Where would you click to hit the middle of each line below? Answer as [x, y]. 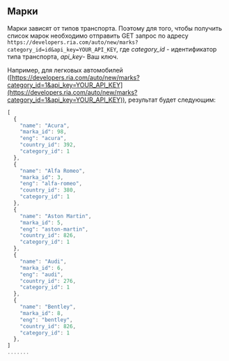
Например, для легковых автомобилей [65, 70]
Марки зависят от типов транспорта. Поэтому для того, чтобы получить [115, 28]
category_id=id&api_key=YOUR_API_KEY [62, 49]
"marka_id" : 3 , [42, 177]
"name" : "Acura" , [45, 125]
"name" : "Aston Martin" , [56, 216]
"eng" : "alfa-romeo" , [51, 184]
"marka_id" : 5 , [42, 222]
